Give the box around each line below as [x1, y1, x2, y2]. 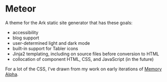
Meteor [5, 3, 36, 15]
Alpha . [5, 71, 19, 77]
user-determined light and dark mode [12, 40, 90, 46]
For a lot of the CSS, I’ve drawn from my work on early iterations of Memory [5, 66, 162, 72]
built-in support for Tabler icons [12, 45, 79, 51]
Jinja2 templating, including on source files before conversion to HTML [12, 51, 159, 57]
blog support [12, 35, 39, 41]
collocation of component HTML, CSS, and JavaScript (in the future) [12, 56, 154, 62]
